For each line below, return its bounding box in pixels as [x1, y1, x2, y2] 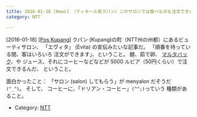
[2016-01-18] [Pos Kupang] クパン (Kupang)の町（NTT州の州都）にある [6, 36, 179, 43]
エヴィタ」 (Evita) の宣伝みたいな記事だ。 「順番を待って [47, 43, 186, 50]
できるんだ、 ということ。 [11, 65, 74, 72]
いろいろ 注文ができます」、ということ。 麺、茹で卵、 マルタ [31, 50, 178, 57]
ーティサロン [6, 43, 37, 50]
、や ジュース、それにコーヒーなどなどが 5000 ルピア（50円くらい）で [11, 58, 183, 65]
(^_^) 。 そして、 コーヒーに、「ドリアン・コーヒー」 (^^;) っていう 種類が [6, 85, 182, 92]
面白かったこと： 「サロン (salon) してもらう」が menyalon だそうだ [6, 77, 172, 85]
